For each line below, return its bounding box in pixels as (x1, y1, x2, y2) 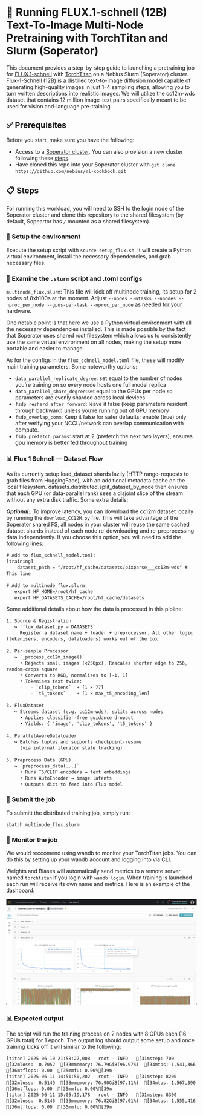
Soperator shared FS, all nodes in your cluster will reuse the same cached (6, 520, 190, 528)
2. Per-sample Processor (6, 648, 69, 654)
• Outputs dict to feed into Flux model (19, 781, 123, 787)
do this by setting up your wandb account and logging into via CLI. (6, 856, 172, 863)
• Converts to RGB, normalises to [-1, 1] (19, 672, 129, 678)
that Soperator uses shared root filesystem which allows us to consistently (6, 332, 192, 340)
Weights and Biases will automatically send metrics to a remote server (6, 868, 181, 875)
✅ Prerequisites (6, 120, 66, 131)
